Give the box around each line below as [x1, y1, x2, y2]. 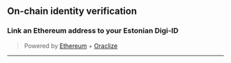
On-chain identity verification [7, 5, 137, 17]
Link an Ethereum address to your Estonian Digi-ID [7, 26, 179, 36]
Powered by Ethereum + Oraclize [23, 41, 118, 50]
